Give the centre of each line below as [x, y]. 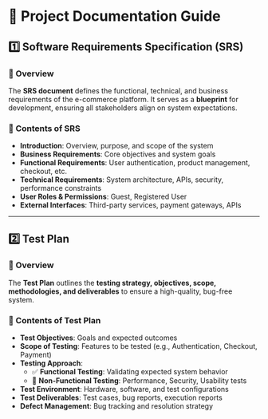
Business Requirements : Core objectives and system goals [118, 154]
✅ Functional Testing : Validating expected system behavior [130, 372]
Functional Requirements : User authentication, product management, [135, 163]
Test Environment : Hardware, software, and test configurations [124, 389]
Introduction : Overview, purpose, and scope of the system [116, 146]
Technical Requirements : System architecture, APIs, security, [122, 180]
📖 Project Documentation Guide [114, 16]
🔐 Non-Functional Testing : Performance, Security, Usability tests [139, 381]
